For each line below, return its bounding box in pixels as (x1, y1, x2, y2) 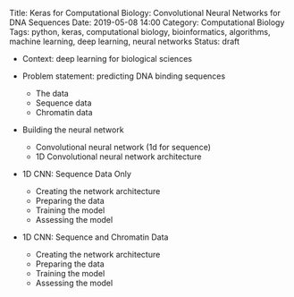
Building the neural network (21, 124, 124, 135)
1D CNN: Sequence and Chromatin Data (21, 232, 169, 242)
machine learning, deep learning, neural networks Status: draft (9, 36, 239, 47)
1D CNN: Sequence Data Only (21, 169, 132, 179)
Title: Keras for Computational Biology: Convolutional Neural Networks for (9, 8, 281, 18)
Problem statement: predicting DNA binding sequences (21, 71, 226, 81)
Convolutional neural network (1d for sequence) (35, 142, 212, 152)
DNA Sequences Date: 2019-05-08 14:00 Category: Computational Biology (9, 17, 285, 28)
